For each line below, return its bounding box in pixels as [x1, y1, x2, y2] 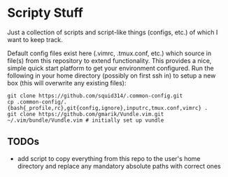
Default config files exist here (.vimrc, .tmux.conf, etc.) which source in [7, 49, 212, 57]
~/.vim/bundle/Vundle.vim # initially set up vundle [7, 117, 164, 124]
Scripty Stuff [7, 5, 84, 21]
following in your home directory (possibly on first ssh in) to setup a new [7, 71, 216, 80]
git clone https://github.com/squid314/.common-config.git [7, 92, 183, 99]
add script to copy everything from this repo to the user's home [17, 154, 201, 162]
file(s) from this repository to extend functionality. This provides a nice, [7, 56, 212, 64]
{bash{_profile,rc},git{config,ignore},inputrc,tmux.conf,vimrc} [7, 104, 201, 111]
